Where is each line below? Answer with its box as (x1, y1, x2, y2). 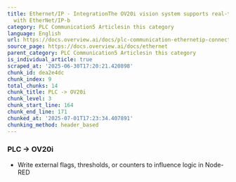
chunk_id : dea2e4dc (7, 69, 65, 76)
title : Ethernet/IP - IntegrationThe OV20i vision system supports (7, 10, 209, 18)
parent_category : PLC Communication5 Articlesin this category (7, 50, 197, 57)
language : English (7, 30, 61, 37)
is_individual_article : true (7, 56, 93, 63)
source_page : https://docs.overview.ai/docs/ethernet (7, 43, 169, 50)
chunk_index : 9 (7, 75, 52, 83)
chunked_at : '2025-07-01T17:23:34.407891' (7, 115, 133, 122)
